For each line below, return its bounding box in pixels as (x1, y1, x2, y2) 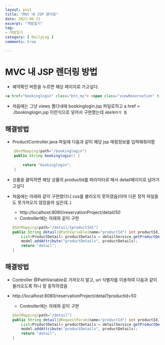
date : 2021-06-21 (5, 16, 41, 21)
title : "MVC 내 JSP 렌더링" (5, 12, 58, 17)
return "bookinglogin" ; (23, 163, 71, 168)
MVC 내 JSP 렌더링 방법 (5, 66, 98, 77)
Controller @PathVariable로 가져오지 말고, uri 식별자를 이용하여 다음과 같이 (12, 276, 158, 282)
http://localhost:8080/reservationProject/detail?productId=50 (12, 293, 137, 299)
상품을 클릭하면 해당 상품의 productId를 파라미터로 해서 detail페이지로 (12, 176, 147, 182)
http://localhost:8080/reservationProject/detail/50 (19, 209, 121, 215)
